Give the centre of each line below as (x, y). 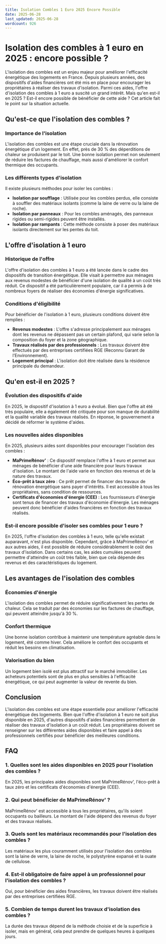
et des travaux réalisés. (29, 821)
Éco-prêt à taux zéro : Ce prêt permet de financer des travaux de (79, 482)
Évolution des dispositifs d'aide (44, 396)
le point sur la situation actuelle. (38, 104)
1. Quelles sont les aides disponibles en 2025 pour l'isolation (79, 765)
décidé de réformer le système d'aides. (45, 422)
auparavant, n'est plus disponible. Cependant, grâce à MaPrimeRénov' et (80, 542)
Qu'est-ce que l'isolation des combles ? (67, 119)
